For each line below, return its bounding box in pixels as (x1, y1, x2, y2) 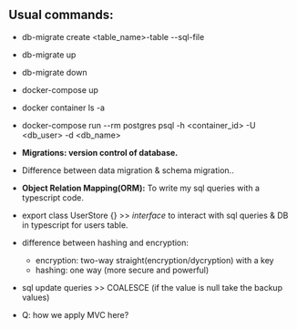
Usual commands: (8, 7, 114, 23)
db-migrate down (21, 67, 87, 77)
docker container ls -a (21, 102, 106, 113)
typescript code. (21, 191, 84, 203)
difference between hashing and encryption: (21, 237, 189, 248)
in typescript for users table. (21, 219, 128, 231)
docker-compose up (21, 84, 99, 95)
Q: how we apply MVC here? (21, 309, 129, 320)
